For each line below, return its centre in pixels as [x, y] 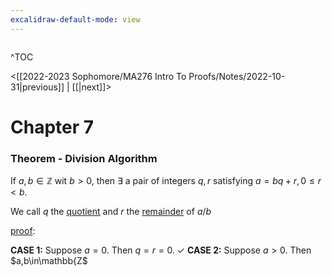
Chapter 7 [52, 127]
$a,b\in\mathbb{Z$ [49, 261]
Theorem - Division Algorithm [84, 158]
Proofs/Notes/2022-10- [237, 76]
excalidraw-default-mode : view [75, 19]
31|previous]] [37, 87]
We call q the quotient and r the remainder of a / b [111, 212]
